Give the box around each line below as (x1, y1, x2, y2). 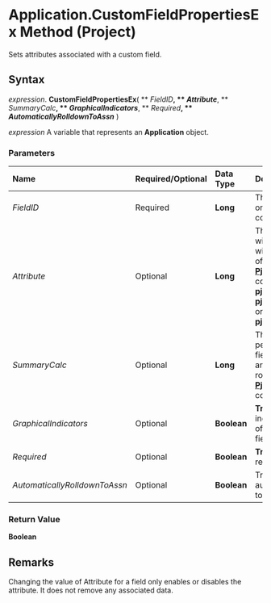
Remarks (8, 555, 55, 569)
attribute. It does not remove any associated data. (8, 585, 173, 595)
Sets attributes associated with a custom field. (8, 49, 162, 59)
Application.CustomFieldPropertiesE (8, 6, 260, 24)
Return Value (8, 513, 60, 525)
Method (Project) (19, 23, 136, 41)
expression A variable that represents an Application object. (8, 127, 210, 136)
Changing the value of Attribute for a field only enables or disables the (8, 577, 242, 587)
